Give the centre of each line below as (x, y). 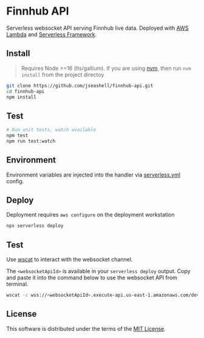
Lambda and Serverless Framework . (52, 34)
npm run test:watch (31, 141)
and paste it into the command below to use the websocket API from (92, 278)
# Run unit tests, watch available (51, 130)
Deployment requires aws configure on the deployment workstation (90, 215)
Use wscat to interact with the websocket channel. (70, 260)
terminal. (17, 284)
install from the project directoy (63, 75)
